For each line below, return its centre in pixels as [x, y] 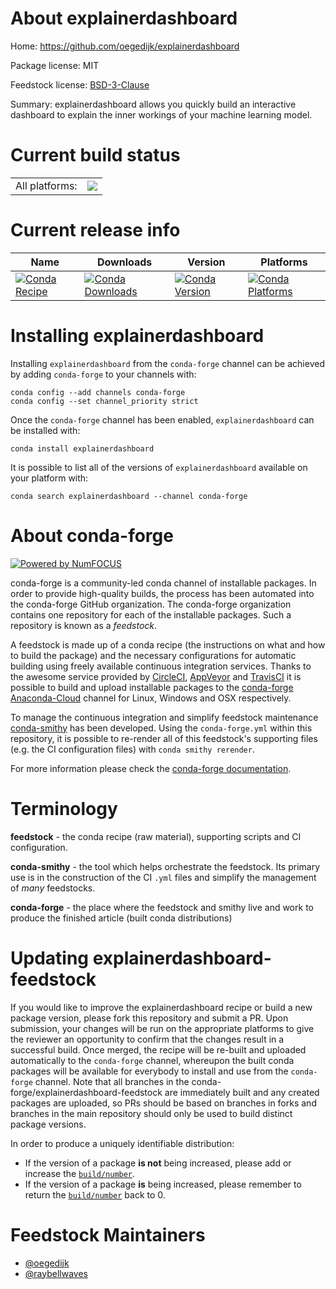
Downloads [124, 262]
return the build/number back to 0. [95, 1194]
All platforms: [46, 185]
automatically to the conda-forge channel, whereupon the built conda [152, 1060]
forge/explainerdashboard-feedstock [86, 1092]
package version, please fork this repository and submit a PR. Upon [149, 1018]
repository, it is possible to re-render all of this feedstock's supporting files [164, 738]
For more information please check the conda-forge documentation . [151, 768]
